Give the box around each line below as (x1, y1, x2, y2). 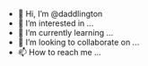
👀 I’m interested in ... (17, 18, 94, 29)
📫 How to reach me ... (17, 47, 101, 57)
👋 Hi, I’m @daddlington (17, 9, 103, 19)
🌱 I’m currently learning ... (17, 28, 114, 37)
